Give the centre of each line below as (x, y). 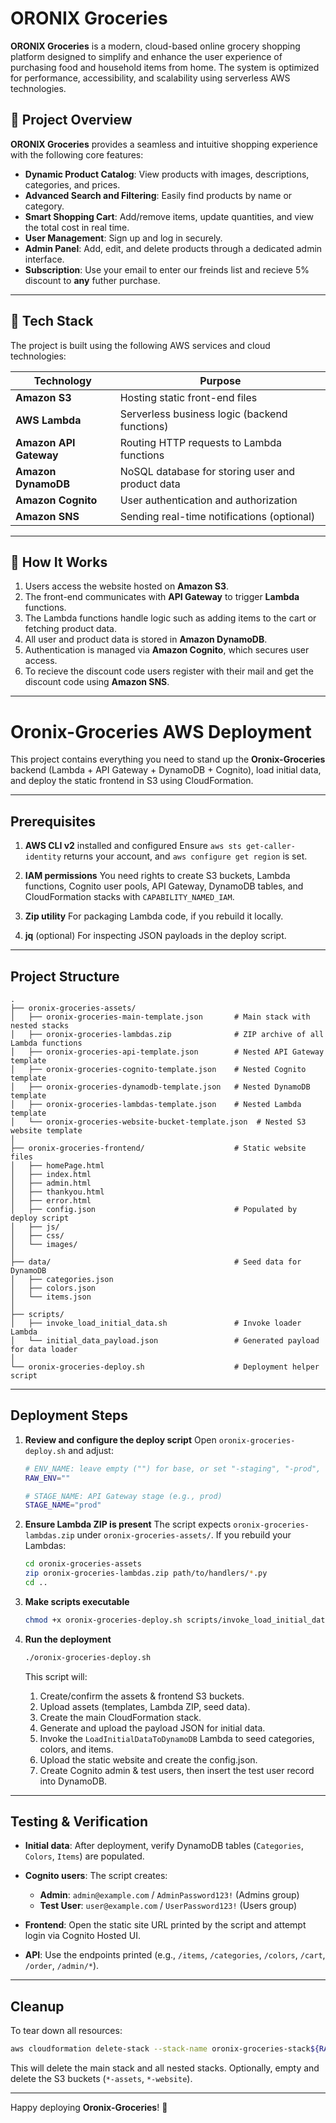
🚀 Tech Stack (52, 321)
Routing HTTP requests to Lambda (201, 442)
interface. (44, 259)
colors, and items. (76, 1749)
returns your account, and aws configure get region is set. (185, 856)
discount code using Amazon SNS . (97, 682)
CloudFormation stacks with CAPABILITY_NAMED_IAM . (129, 897)
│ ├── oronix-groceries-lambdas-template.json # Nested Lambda (156, 1104)
